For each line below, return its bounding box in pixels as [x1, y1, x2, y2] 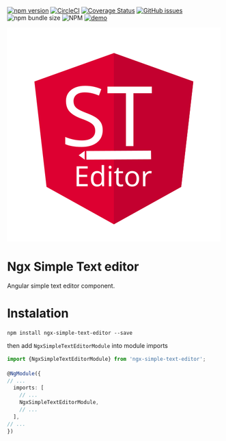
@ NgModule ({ [7, 370, 41, 377]
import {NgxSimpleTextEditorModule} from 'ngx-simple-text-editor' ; [7, 355, 206, 362]
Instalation [7, 305, 69, 321]
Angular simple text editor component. [7, 281, 115, 290]
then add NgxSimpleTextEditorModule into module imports [7, 341, 169, 349]
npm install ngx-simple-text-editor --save [7, 329, 133, 336]
